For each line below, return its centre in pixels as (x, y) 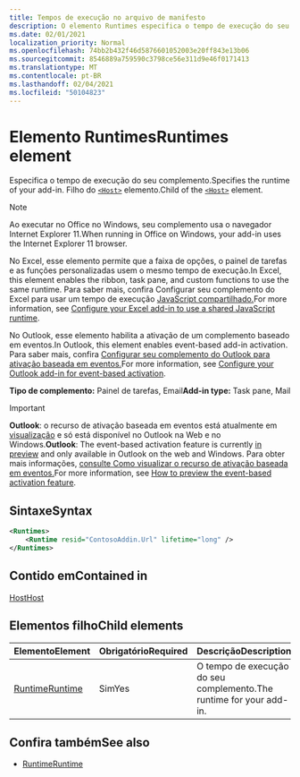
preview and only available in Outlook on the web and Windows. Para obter (147, 454)
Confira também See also (79, 743)
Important (27, 408)
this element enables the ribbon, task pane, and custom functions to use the (149, 280)
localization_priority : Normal (67, 43)
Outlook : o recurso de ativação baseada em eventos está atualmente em (143, 425)
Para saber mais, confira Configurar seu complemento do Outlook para (140, 354)
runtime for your (230, 699)
